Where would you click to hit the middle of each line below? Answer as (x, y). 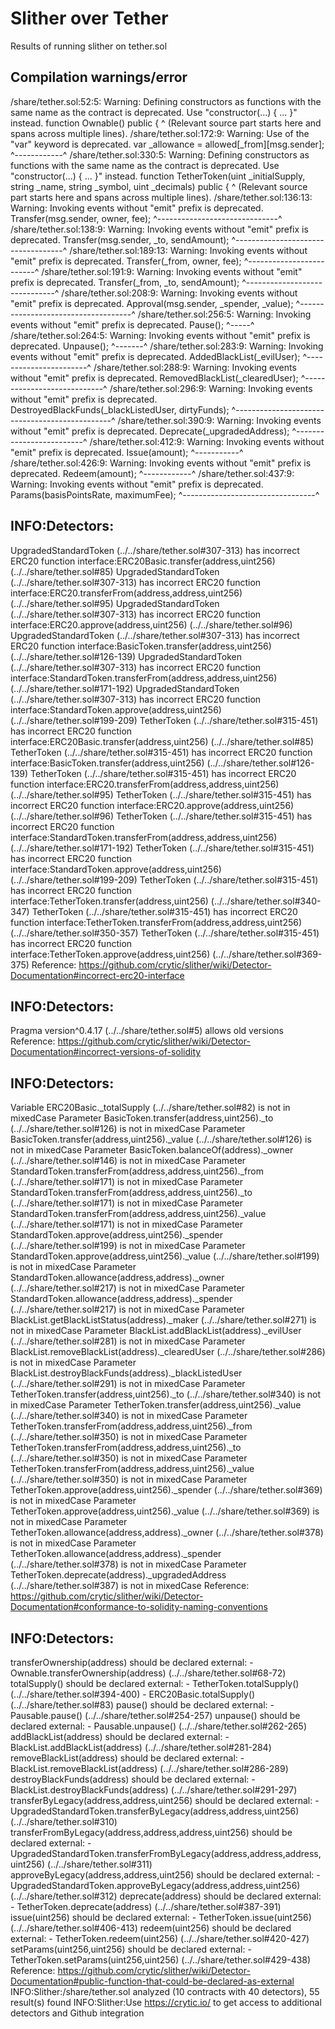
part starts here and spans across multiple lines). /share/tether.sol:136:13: (161, 197)
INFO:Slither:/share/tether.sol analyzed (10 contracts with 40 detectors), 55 (165, 1991)
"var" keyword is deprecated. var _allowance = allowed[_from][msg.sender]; (167, 144)
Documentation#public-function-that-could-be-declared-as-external (152, 1981)
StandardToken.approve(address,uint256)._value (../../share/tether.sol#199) (165, 1256)
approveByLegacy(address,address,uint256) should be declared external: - (165, 1875)
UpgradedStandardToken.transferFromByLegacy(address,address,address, (166, 1853)
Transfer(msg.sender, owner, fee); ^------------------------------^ (146, 218)
